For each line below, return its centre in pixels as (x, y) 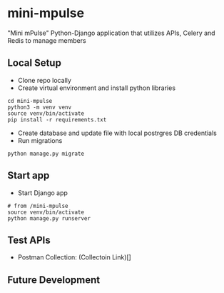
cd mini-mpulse (30, 101)
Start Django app (42, 193)
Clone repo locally (44, 80)
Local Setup (35, 63)
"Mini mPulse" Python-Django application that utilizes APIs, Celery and (111, 33)
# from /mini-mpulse (38, 206)
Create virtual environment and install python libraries (97, 88)
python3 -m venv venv (40, 107)
